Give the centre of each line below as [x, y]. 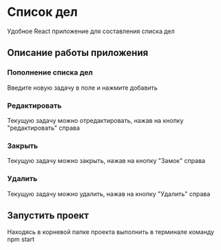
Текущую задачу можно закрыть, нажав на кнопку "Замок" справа [106, 161]
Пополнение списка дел [50, 73]
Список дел [42, 12]
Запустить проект [48, 215]
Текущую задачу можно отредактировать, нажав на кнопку [95, 120]
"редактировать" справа [44, 128]
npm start [21, 240]
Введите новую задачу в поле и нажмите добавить [82, 88]
